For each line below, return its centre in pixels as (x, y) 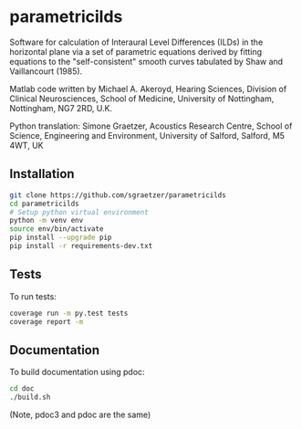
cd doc (22, 389)
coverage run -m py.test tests (69, 313)
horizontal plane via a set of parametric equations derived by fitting (136, 51)
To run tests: (33, 296)
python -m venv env (47, 221)
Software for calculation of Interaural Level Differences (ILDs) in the (136, 42)
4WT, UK (26, 145)
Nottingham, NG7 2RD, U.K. (61, 108)
